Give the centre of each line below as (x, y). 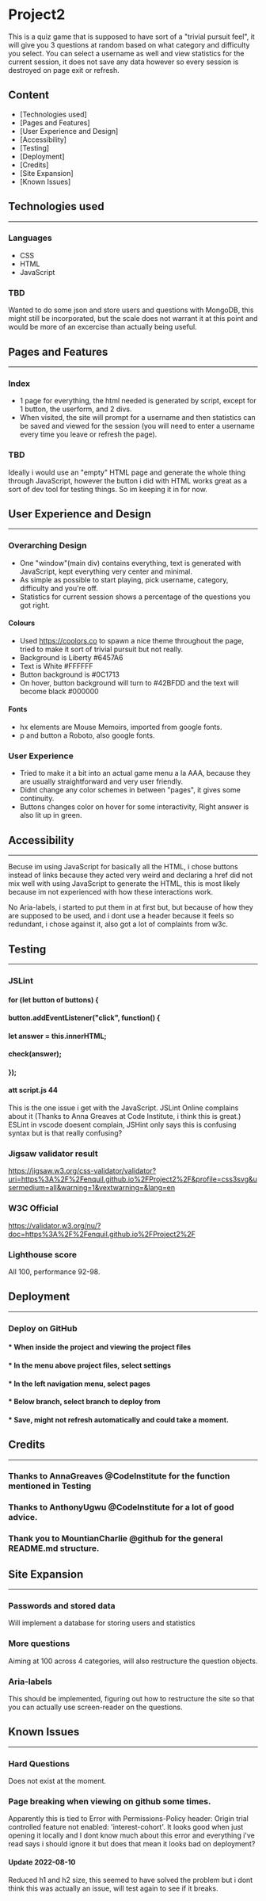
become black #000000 (59, 691)
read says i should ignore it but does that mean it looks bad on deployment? (132, 1844)
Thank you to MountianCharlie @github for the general (116, 1539)
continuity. (37, 799)
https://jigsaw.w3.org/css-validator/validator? (82, 1171)
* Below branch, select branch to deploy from (84, 1402)
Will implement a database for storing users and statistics (102, 1623)
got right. (34, 605)
